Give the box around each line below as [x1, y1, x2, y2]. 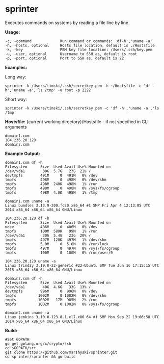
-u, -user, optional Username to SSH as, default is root [5, 52, 137, 56]
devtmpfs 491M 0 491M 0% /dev [5, 173, 98, 178]
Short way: [5, 96, 27, 102]
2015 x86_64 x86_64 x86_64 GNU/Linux [5, 267, 82, 272]
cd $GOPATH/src [5, 345, 36, 350]
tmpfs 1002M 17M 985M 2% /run [5, 297, 98, 302]
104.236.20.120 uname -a [5, 259, 56, 263]
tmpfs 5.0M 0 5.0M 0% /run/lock [5, 241, 109, 246]
